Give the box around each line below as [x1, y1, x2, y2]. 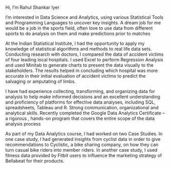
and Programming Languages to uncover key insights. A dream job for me [5, 20, 161, 26]
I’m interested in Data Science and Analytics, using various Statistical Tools [5, 14, 164, 20]
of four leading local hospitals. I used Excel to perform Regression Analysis [5, 57, 163, 63]
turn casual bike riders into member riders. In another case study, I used [5, 147, 158, 153]
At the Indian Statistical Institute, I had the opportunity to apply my [5, 40, 145, 46]
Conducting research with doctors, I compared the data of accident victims [5, 51, 164, 57]
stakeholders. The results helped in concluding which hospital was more [5, 67, 158, 74]
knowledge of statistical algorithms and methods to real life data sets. [5, 46, 152, 52]
